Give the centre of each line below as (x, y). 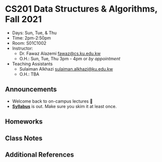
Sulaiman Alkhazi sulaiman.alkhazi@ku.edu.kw (66, 69)
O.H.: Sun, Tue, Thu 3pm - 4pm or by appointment (70, 58)
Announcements (31, 89)
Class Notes (24, 138)
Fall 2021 (24, 19)
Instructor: (22, 48)
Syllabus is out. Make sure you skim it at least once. (64, 106)
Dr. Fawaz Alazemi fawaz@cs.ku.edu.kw (60, 53)
